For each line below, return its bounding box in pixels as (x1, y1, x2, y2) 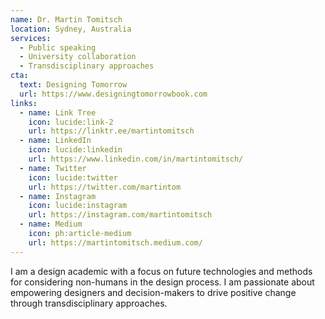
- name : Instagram (19, 191, 97, 201)
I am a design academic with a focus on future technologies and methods (10, 265, 313, 277)
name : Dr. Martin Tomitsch (10, 14, 123, 25)
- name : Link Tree (19, 107, 97, 118)
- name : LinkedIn (19, 136, 92, 146)
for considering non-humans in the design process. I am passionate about (10, 276, 315, 288)
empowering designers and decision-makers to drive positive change (10, 286, 297, 298)
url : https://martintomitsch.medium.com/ (28, 237, 203, 248)
